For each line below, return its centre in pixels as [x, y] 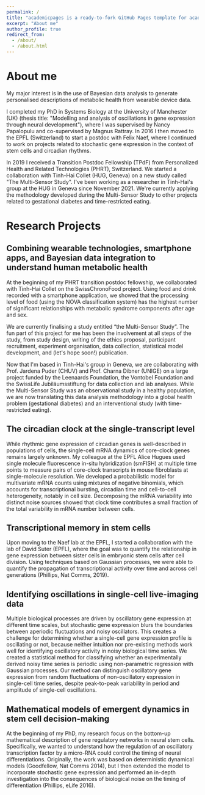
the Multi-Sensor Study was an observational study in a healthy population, [101, 390]
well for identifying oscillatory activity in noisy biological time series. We [97, 651]
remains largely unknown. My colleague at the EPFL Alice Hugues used [96, 456]
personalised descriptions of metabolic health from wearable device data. [99, 100]
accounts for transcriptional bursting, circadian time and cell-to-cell [91, 489]
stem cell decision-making [58, 719]
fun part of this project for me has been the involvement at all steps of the [99, 333]
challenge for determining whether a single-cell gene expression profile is [99, 638]
